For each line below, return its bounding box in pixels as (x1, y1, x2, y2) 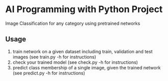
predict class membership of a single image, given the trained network (12, 64, 161, 70)
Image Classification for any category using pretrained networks (5, 20, 141, 26)
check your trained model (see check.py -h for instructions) (12, 59, 138, 65)
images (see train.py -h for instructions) (12, 54, 96, 60)
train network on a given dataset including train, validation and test (12, 48, 153, 54)
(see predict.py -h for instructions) (12, 70, 86, 76)
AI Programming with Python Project (5, 4, 163, 15)
